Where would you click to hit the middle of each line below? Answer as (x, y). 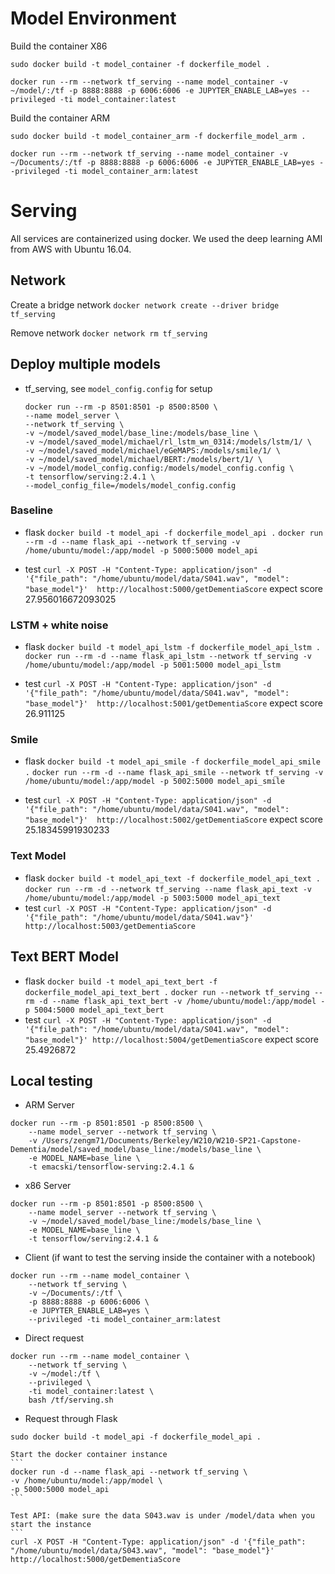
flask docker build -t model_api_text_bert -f (121, 981)
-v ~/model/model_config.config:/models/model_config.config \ (159, 468)
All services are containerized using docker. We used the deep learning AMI (166, 238)
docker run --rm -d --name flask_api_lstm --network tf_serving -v (168, 657)
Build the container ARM (60, 118)
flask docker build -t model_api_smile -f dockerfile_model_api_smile (172, 761)
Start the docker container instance (89, 1455)
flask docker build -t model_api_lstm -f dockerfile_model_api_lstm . (172, 647)
